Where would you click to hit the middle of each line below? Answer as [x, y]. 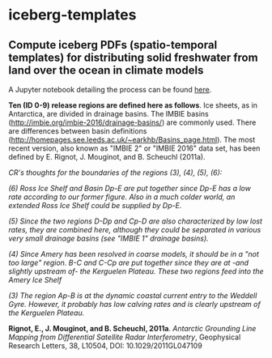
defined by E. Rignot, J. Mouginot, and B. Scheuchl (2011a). [107, 157]
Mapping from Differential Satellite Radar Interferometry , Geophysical [125, 337]
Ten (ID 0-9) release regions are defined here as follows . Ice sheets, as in [133, 105]
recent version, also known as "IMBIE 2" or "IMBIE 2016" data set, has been [134, 148]
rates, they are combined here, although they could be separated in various [135, 230]
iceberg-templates [72, 15]
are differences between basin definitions [78, 131]
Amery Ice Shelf [35, 280]
